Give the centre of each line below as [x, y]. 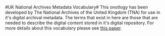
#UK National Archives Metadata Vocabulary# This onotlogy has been [77, 7]
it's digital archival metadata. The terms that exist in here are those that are [82, 18]
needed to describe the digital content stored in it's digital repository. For [80, 23]
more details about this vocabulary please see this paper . [64, 28]
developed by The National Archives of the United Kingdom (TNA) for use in [83, 12]
